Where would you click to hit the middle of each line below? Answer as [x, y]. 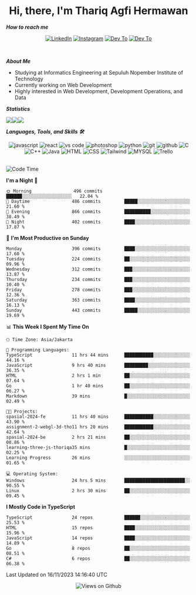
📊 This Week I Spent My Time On [48, 326]
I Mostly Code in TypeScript [40, 506]
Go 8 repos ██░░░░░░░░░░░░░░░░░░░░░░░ [98, 548]
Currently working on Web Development [63, 85]
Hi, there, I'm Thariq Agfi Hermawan [99, 11]
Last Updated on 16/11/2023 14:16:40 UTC [57, 574]
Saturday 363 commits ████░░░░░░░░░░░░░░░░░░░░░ [98, 300]
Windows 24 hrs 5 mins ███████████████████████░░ [98, 480]
